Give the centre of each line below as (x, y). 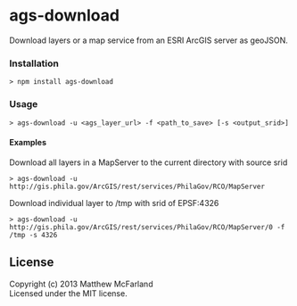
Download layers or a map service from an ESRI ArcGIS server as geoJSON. (148, 40)
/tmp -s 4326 (33, 235)
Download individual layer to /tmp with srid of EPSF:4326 (114, 203)
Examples (28, 143)
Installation (34, 63)
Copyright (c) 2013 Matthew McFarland (81, 284)
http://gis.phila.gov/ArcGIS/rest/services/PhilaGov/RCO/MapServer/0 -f (147, 227)
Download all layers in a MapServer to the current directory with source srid (148, 162)
